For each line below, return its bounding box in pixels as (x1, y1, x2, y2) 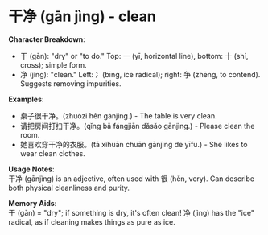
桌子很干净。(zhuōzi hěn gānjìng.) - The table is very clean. (19, 110, 217, 121)
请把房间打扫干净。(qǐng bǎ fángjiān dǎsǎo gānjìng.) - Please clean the (19, 121, 255, 130)
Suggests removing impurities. (19, 78, 122, 89)
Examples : (8, 94, 44, 104)
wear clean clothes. (19, 148, 86, 158)
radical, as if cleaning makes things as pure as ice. (8, 216, 175, 226)
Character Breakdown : (8, 34, 86, 44)
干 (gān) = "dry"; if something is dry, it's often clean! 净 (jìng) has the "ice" (8, 208, 255, 217)
